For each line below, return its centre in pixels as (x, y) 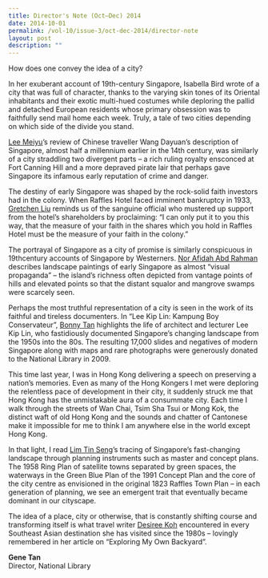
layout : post (30, 38)
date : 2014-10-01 (37, 23)
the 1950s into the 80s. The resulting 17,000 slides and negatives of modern (133, 342)
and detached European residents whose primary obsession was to (119, 110)
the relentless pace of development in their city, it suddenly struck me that (131, 392)
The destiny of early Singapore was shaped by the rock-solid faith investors (133, 192)
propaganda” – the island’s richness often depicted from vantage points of (131, 275)
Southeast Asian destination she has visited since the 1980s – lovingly (123, 533)
